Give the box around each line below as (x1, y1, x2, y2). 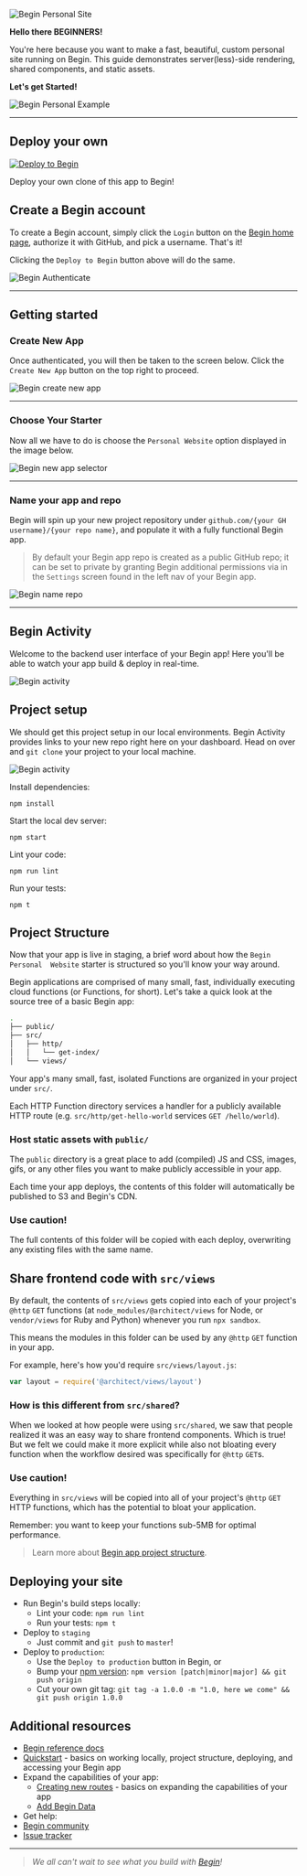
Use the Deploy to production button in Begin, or (36, 1656, 222, 1667)
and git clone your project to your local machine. (9, 745, 196, 756)
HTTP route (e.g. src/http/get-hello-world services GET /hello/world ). (9, 1110, 281, 1120)
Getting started (9, 307, 99, 323)
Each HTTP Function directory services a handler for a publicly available (9, 1100, 281, 1111)
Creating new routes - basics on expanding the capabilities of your (36, 1782, 288, 1793)
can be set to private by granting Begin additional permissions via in (31, 561, 288, 572)
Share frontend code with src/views (9, 1270, 217, 1286)
